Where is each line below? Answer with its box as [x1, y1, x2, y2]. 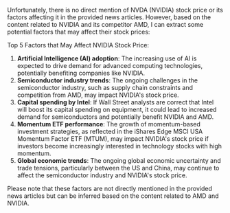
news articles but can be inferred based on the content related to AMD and [7, 192, 219, 200]
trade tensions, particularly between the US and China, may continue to [16, 164, 220, 172]
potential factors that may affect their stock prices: [7, 27, 150, 36]
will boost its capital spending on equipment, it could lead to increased [16, 106, 217, 113]
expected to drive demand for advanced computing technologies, [16, 62, 203, 69]
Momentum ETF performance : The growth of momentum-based [16, 120, 201, 128]
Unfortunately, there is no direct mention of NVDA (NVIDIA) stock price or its [7, 6, 223, 14]
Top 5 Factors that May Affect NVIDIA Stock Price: [7, 41, 150, 49]
